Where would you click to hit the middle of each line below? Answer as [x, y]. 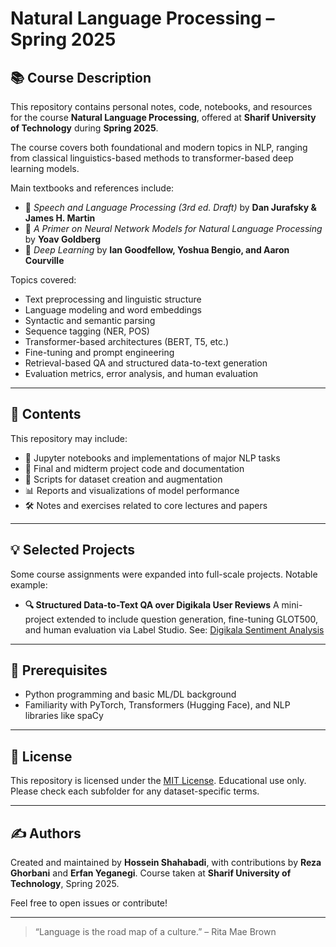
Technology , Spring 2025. [65, 884]
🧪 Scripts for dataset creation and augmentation [123, 479]
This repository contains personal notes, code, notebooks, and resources [161, 106]
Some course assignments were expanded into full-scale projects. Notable [164, 574]
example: [29, 584]
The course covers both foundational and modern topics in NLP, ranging [159, 147]
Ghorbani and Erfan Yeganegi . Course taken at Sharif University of [151, 873]
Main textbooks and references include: [92, 188]
